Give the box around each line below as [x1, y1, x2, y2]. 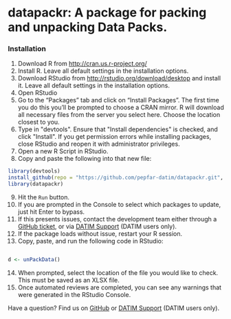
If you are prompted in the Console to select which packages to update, [17, 201, 221, 209]
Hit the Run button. [17, 193, 70, 201]
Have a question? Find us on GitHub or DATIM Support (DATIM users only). [8, 304, 220, 312]
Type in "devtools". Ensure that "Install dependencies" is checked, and [17, 125, 219, 133]
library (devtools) [8, 168, 60, 175]
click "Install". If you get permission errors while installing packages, [17, 133, 212, 141]
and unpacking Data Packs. [8, 19, 168, 35]
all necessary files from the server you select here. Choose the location [17, 111, 221, 119]
